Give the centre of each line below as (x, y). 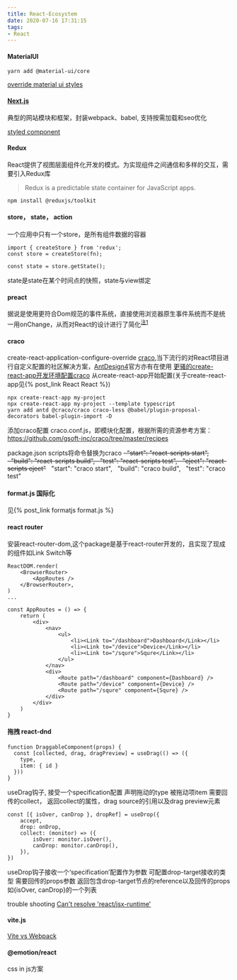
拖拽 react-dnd (29, 732)
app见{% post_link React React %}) (59, 385)
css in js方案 (25, 969)
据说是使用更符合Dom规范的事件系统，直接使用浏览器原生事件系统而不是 (113, 314)
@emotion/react (32, 952)
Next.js (18, 101)
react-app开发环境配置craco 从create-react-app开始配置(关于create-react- (117, 375)
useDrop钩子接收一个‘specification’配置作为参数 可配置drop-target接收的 (114, 872)
